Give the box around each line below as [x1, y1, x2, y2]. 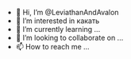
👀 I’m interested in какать [15, 16, 100, 26]
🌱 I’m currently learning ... [15, 25, 101, 33]
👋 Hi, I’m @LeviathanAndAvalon [15, 8, 119, 17]
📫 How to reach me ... [15, 42, 90, 51]
